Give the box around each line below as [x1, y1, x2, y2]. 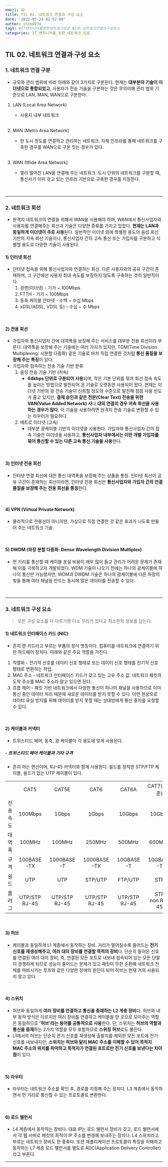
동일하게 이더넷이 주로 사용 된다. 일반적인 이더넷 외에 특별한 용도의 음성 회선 [12, 229, 159, 235]
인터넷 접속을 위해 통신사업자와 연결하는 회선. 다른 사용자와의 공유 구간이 [12, 266, 154, 272]
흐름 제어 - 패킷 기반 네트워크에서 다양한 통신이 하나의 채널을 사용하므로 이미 [12, 685, 161, 691]
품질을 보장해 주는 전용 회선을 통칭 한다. [12, 485, 88, 491]
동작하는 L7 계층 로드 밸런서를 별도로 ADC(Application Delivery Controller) [12, 1145, 161, 1151]
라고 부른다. [12, 1151, 36, 1157]
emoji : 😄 [5, 7, 25, 13]
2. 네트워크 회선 [5, 204, 41, 211]
